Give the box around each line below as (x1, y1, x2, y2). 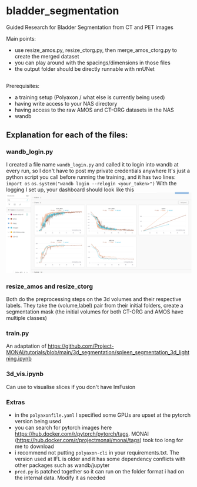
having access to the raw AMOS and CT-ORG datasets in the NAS (14, 106, 175, 113)
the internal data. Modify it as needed (14, 474, 106, 481)
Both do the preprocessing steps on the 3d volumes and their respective (6, 296, 182, 303)
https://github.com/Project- (48, 342, 114, 349)
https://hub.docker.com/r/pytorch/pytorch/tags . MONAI (14, 430, 149, 437)
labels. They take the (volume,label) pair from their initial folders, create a (6, 302, 183, 309)
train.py (6, 329, 29, 337)
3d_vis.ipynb (6, 370, 44, 378)
